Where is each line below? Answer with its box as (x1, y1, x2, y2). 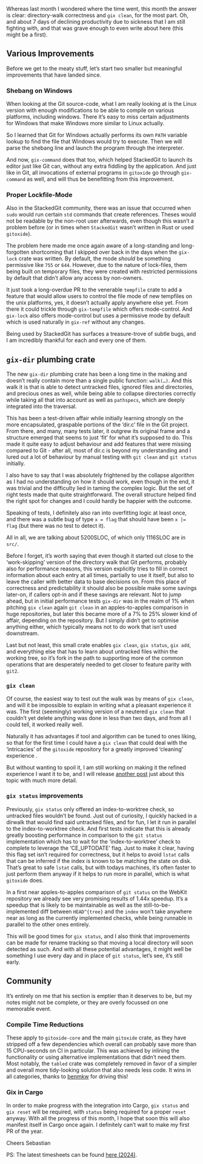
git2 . (6, 667, 19, 674)
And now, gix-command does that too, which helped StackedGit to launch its (6, 156, 193, 164)
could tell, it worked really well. (6, 721, 84, 728)
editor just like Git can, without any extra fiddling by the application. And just (6, 162, 197, 170)
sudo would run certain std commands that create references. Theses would (6, 211, 196, 218)
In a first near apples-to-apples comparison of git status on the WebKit (6, 888, 187, 896)
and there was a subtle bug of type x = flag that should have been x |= (6, 516, 186, 523)
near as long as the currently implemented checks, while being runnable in (6, 914, 193, 921)
